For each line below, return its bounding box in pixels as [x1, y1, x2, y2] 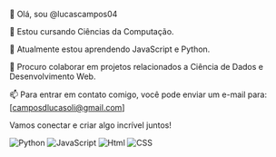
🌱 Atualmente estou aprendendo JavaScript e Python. [9, 44, 211, 54]
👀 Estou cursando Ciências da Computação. [9, 26, 174, 36]
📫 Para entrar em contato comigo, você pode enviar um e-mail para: [9, 89, 268, 100]
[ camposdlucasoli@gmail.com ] [9, 103, 125, 113]
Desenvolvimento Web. [9, 71, 96, 82]
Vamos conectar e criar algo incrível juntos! [9, 120, 172, 131]
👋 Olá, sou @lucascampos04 [9, 9, 118, 19]
